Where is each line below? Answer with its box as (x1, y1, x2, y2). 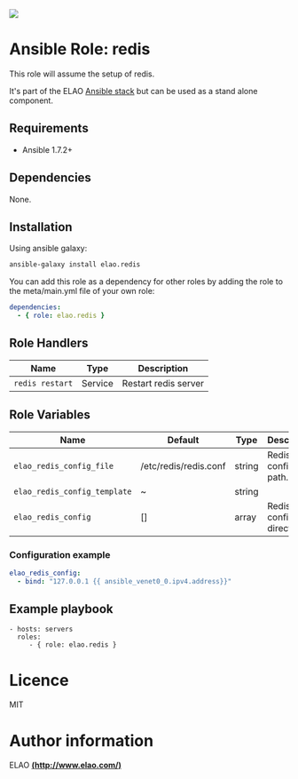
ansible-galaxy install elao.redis (9, 260, 141, 269)
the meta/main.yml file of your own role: (9, 286, 155, 297)
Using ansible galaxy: (9, 243, 88, 254)
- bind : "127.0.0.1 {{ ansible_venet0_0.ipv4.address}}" (17, 576, 232, 585)
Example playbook (9, 601, 114, 616)
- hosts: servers (9, 625, 74, 634)
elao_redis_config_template (13, 486, 132, 497)
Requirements (9, 121, 89, 136)
